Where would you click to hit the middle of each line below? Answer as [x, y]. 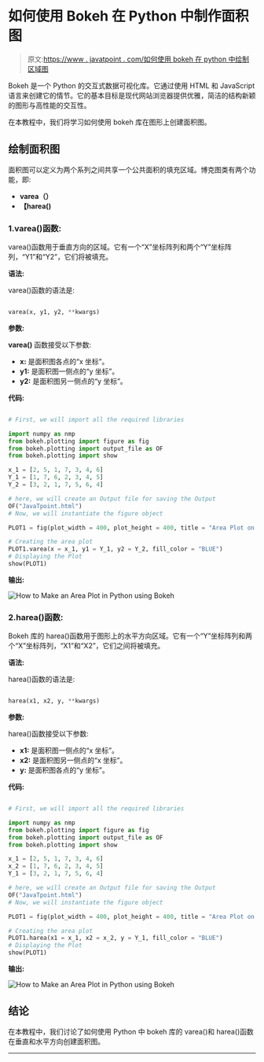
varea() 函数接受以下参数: [50, 345]
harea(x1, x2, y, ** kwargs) [54, 701]
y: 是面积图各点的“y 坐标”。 [64, 770]
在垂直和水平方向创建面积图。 [56, 1041]
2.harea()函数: [36, 617]
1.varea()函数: [35, 228]
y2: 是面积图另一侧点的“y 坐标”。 [73, 381]
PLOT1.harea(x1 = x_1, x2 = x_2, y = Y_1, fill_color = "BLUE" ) [115, 938]
